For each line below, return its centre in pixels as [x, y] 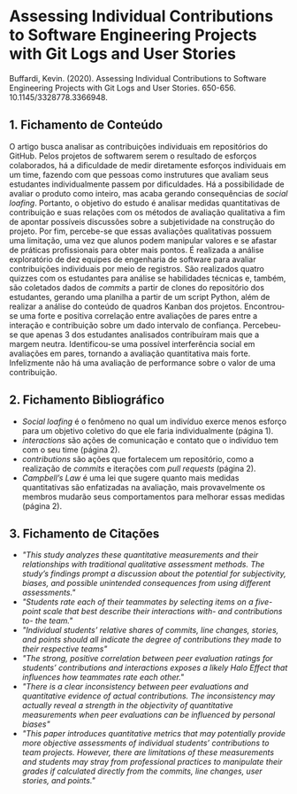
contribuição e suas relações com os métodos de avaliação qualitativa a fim [147, 212]
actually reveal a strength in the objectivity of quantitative [128, 705]
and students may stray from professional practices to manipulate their [152, 762]
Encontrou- [265, 306]
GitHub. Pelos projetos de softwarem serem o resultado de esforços [133, 156]
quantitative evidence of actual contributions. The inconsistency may [148, 696]
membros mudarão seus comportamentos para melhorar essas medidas [153, 497]
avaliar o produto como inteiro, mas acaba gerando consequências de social [148, 193]
